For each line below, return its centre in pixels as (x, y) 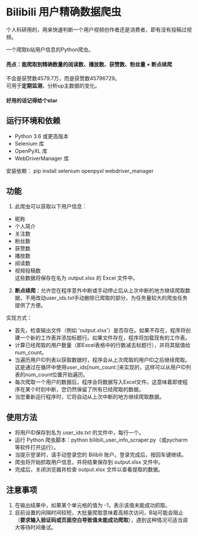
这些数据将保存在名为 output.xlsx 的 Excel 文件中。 (76, 278)
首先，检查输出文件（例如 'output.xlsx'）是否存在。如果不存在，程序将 (100, 331)
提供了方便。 (30, 305)
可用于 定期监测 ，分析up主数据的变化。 (53, 86)
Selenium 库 (29, 143)
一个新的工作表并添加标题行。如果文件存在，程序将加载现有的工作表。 (105, 338)
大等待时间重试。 (35, 527)
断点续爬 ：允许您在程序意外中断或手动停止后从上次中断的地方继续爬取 (100, 290)
